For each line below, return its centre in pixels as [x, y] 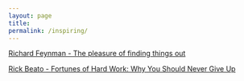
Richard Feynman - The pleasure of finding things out [97, 54]
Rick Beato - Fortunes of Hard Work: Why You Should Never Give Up [122, 69]
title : [19, 23]
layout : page [30, 16]
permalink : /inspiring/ [48, 30]
